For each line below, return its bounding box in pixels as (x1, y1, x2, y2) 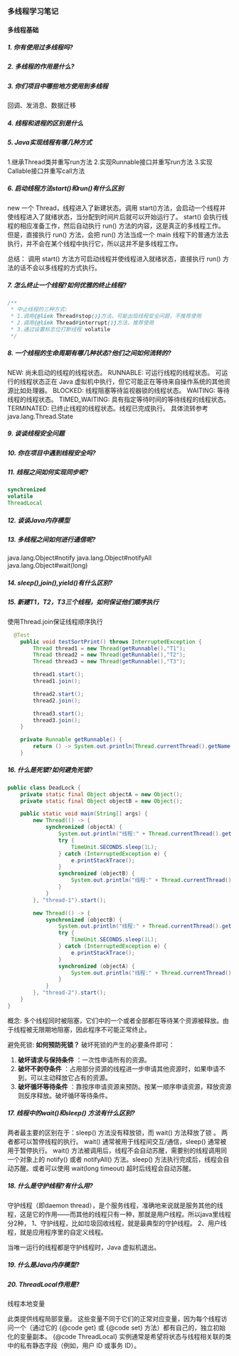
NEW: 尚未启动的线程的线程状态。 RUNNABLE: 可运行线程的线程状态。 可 (7, 368, 222, 376)
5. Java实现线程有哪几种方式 (7, 138, 92, 147)
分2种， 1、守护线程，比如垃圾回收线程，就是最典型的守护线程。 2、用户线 (7, 1219, 227, 1227)
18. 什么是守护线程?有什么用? (7, 1182, 94, 1190)
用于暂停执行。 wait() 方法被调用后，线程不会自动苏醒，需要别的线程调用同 (7, 1146, 228, 1155)
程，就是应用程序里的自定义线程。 (7, 1227, 107, 1236)
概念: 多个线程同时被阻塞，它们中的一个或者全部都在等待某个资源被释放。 (7, 1016, 223, 1025)
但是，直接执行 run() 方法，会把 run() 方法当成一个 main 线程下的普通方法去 (7, 230, 229, 238)
